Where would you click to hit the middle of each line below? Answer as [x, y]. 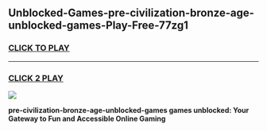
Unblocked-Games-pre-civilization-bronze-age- [131, 13]
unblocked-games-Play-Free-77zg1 [99, 26]
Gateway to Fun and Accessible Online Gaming [87, 118]
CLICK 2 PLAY [36, 78]
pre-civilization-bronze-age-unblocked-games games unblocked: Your [129, 110]
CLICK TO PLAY [39, 48]
